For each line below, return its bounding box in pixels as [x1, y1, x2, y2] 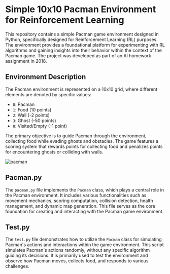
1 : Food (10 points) [12, 106, 52, 112]
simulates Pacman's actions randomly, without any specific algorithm [5, 247, 150, 253]
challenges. [5, 263, 29, 269]
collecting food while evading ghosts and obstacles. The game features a [5, 138, 159, 144]
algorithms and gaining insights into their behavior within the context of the [5, 47, 162, 53]
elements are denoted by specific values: [5, 91, 91, 97]
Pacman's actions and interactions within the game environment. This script [5, 242, 164, 248]
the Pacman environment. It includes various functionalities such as [5, 192, 147, 198]
